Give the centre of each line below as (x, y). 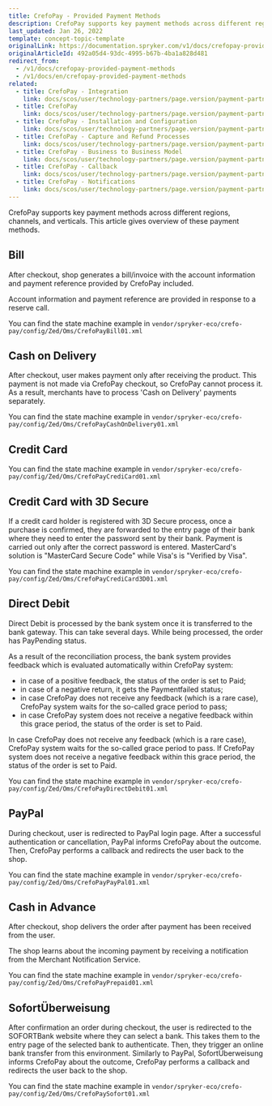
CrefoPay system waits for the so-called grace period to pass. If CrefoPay (132, 748)
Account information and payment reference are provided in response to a (132, 299)
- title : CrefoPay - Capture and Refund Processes (103, 136)
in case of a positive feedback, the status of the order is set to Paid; (133, 680)
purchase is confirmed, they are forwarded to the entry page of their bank (132, 529)
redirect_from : (34, 62)
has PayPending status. (48, 641)
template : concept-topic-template (67, 39)
